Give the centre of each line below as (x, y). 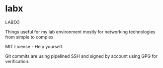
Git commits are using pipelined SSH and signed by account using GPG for (81, 56)
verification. (17, 61)
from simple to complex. (30, 37)
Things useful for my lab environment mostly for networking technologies (80, 32)
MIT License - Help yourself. (34, 46)
